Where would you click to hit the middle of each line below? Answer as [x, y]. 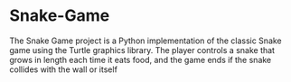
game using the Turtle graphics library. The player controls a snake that [142, 50]
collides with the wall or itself [63, 69]
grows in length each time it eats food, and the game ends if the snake [141, 59]
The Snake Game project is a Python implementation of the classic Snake [145, 41]
